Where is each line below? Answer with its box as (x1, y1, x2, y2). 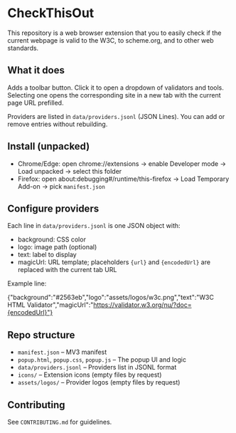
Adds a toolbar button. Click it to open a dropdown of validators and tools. (7, 83, 224, 92)
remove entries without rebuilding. (7, 120, 108, 128)
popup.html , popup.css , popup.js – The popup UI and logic (17, 355, 187, 364)
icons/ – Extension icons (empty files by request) (17, 370, 162, 379)
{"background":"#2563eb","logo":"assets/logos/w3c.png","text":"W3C (7, 293, 215, 302)
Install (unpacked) (7, 140, 90, 152)
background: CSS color (17, 235, 87, 244)
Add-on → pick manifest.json (17, 182, 105, 190)
